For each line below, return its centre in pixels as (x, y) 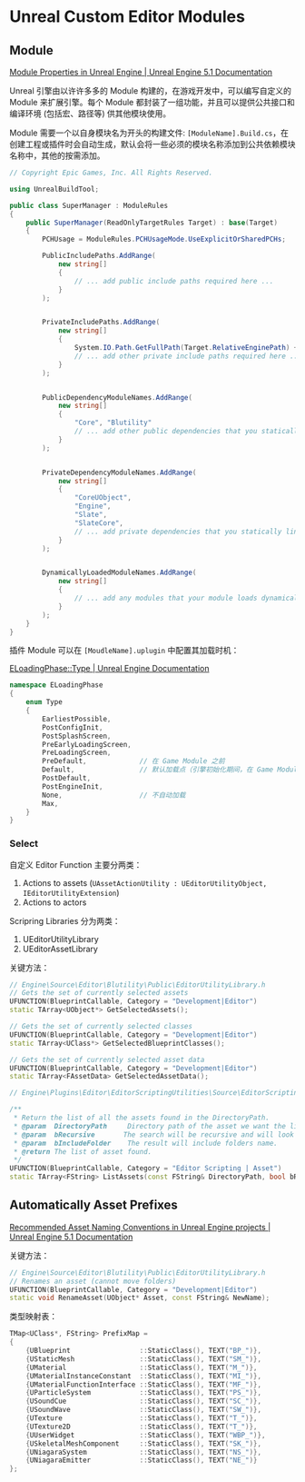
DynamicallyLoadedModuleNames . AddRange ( (119, 573)
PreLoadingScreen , (77, 753)
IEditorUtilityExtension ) (71, 892)
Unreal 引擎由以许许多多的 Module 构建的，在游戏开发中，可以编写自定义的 (151, 91)
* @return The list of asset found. (83, 1151)
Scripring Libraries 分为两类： (65, 920)
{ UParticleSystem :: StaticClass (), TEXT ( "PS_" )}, (143, 1393)
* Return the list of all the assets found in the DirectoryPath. (142, 1118)
